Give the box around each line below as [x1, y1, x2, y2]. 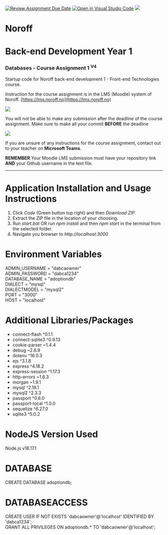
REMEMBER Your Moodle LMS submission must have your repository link [5, 155, 156, 161]
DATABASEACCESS [5, 497, 88, 508]
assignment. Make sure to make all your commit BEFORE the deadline [5, 121, 149, 127]
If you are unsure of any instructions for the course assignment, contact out [5, 140, 161, 146]
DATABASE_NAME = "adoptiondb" [5, 276, 76, 282]
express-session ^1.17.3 [12, 368, 60, 374]
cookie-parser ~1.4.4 [12, 342, 56, 348]
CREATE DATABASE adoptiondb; [5, 479, 72, 485]
